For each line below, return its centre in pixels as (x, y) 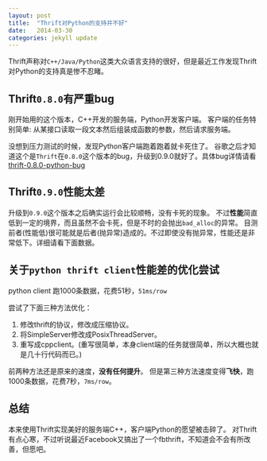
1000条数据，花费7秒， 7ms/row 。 (62, 381)
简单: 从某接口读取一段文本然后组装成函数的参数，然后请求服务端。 (125, 130)
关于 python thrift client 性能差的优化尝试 (114, 270)
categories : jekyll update (53, 38)
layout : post (30, 15)
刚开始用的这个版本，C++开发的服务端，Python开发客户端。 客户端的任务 (129, 119)
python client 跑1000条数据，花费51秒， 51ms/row (88, 290)
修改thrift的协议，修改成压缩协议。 (76, 324)
